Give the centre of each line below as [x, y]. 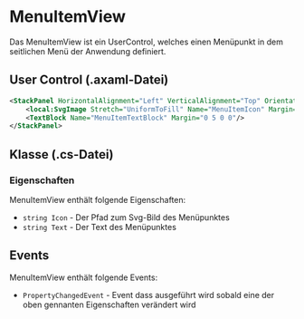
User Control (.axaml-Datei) [89, 80]
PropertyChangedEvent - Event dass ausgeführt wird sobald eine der [148, 295]
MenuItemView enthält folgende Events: [84, 277]
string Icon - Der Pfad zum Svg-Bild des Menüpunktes [126, 217]
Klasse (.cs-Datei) [62, 155]
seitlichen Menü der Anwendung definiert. [88, 51]
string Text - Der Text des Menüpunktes [99, 227]
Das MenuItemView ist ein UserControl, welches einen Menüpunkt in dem [146, 42]
